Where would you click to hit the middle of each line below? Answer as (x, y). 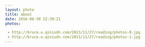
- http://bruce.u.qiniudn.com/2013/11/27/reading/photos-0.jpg (74, 33)
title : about (19, 14)
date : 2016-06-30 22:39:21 (33, 19)
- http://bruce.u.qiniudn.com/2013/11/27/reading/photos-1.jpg (74, 37)
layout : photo (20, 10)
